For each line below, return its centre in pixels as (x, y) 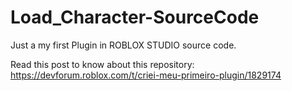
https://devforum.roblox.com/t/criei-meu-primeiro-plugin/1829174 (146, 75)
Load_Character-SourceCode (135, 17)
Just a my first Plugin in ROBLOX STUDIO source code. (123, 45)
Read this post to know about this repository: (102, 64)
